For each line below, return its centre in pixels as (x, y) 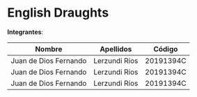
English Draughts (58, 13)
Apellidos (116, 48)
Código (165, 48)
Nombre (48, 48)
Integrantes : (25, 32)
